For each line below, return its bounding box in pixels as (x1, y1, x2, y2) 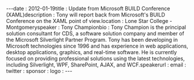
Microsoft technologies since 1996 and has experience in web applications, (6, 42, 189, 49)
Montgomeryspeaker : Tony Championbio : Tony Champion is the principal (6, 24, 186, 31)
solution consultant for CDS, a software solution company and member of (6, 30, 185, 37)
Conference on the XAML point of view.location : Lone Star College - (6, 18, 172, 24)
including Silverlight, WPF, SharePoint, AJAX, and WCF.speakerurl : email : (6, 61, 186, 68)
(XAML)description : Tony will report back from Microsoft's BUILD (6, 11, 166, 18)
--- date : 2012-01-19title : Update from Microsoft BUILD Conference (6, 5, 170, 12)
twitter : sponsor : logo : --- (6, 68, 72, 74)
